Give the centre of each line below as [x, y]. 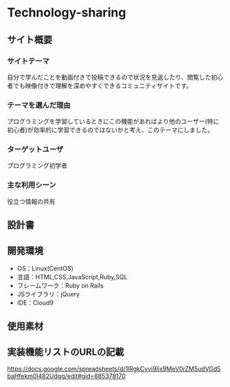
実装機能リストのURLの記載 [66, 352]
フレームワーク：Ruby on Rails [60, 285]
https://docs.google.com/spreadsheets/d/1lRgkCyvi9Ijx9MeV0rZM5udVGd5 [114, 369]
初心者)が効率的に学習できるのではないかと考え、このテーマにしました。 [111, 130]
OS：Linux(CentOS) [45, 268]
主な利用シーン [32, 185]
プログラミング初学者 [37, 165]
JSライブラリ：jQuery [48, 294]
